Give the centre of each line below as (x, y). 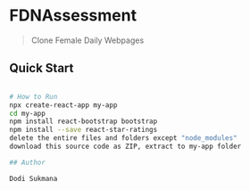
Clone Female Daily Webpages (87, 40)
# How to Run (33, 96)
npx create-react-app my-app (63, 105)
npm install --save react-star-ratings (83, 130)
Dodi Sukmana (33, 178)
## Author (28, 162)
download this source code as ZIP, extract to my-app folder (125, 146)
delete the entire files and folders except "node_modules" (124, 138)
